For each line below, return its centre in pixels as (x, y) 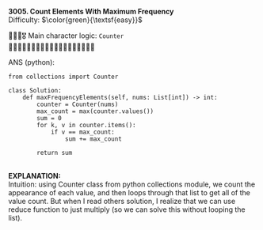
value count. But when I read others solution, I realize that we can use (122, 201)
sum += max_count (93, 139)
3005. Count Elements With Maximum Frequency (91, 11)
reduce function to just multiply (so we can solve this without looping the (127, 209)
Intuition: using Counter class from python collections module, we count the (132, 184)
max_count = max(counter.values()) (95, 111)
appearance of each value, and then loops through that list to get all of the (130, 192)
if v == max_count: (82, 132)
